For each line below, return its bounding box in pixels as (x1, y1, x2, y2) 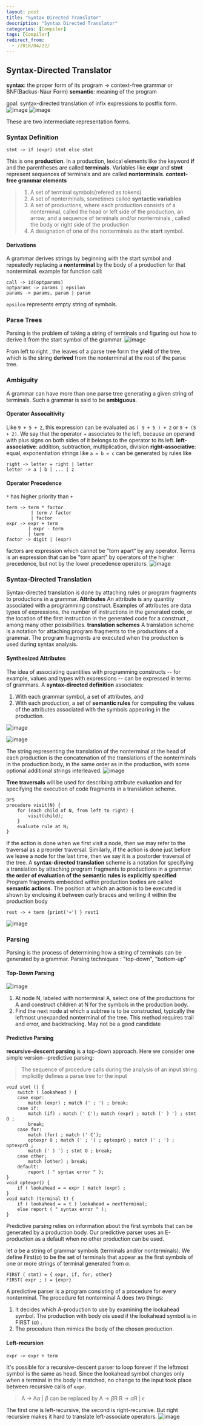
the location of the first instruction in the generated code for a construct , (6, 615, 189, 622)
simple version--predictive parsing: (6, 1054, 95, 1061)
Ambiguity (6, 376, 38, 385)
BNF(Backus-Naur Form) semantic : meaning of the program (6, 87, 157, 95)
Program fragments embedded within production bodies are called (6, 878, 173, 885)
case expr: (17, 1095, 45, 1101)
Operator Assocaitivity (6, 410, 65, 417)
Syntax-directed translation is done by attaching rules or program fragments (6, 589, 197, 596)
